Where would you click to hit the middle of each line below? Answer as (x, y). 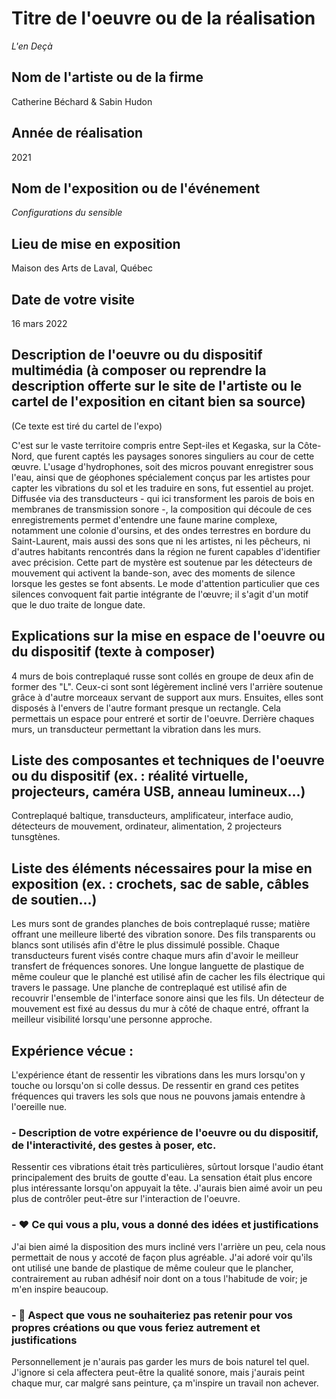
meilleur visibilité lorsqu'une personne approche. (112, 1019)
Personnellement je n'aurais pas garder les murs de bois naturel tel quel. (160, 1361)
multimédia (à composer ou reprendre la (139, 370)
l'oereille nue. (39, 1107)
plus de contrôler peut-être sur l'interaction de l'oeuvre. (126, 1199)
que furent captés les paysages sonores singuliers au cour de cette (175, 456)
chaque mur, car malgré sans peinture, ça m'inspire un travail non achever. (165, 1383)
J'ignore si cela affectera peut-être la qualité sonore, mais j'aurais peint (158, 1372)
